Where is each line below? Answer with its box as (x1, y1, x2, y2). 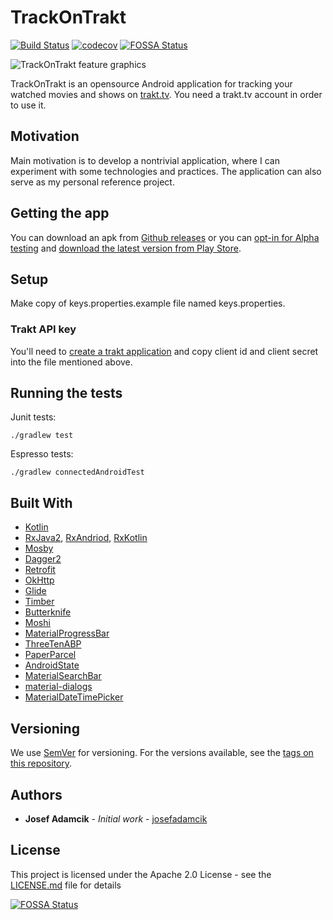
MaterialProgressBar (24, 627, 110, 640)
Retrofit (24, 564, 56, 576)
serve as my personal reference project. (10, 176, 175, 188)
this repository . (10, 757, 73, 770)
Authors (10, 786, 63, 803)
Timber (24, 596, 55, 608)
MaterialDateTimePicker (24, 691, 124, 703)
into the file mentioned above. (10, 356, 133, 368)
